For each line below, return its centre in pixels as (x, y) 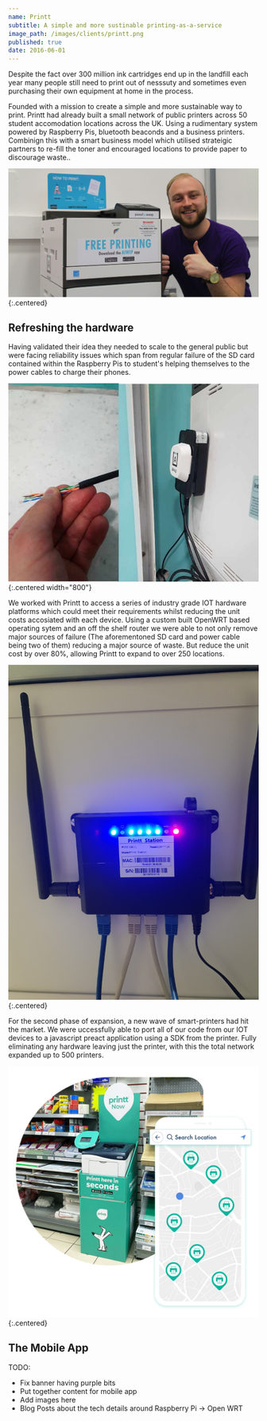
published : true (35, 42)
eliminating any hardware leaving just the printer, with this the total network (131, 1046)
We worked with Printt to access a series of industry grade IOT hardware (128, 603)
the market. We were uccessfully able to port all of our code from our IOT (128, 1029)
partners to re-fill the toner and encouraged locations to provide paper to (128, 149)
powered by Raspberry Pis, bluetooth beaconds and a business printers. (126, 132)
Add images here (48, 1399)
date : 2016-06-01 (37, 51)
